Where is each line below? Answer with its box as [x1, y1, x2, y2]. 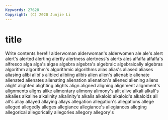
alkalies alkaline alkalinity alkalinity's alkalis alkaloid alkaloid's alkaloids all [5, 93, 158, 99]
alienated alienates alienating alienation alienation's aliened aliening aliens [5, 77, 158, 83]
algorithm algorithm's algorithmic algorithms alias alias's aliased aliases [5, 67, 153, 73]
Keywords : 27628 [5, 7, 39, 13]
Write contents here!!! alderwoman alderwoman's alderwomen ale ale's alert [5, 50, 163, 56]
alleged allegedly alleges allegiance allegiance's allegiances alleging [5, 104, 147, 110]
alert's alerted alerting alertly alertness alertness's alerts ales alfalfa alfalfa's [5, 56, 163, 62]
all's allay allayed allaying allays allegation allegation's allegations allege [5, 99, 154, 105]
